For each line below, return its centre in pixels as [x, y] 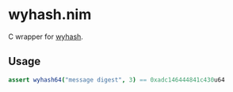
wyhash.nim [50, 15]
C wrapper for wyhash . [46, 36]
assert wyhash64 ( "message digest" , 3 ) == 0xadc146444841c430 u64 [116, 80]
